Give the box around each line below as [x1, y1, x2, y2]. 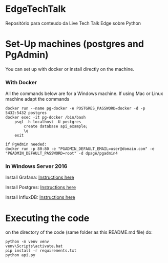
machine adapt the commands [5, 96, 70, 102]
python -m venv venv [5, 239, 50, 245]
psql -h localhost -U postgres [14, 119, 81, 125]
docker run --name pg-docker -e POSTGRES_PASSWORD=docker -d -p [5, 106, 145, 111]
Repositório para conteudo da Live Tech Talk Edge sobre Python [5, 20, 141, 26]
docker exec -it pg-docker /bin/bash [5, 115, 86, 120]
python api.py [5, 253, 36, 258]
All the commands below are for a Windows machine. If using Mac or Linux [5, 90, 163, 97]
